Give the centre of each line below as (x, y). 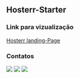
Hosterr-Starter (36, 10)
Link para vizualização (40, 27)
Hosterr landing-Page (33, 40)
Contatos (20, 56)
